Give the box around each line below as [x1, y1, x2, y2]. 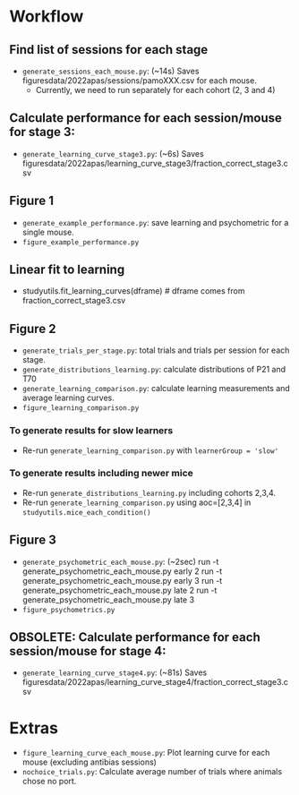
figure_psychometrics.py [21, 605, 115, 614]
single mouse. [21, 227, 74, 237]
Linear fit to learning [9, 262, 125, 278]
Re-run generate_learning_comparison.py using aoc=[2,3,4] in [21, 497, 252, 508]
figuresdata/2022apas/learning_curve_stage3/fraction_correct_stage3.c [21, 158, 288, 168]
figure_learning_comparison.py [21, 404, 140, 413]
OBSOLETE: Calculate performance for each [9, 629, 261, 645]
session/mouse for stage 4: [9, 644, 167, 659]
